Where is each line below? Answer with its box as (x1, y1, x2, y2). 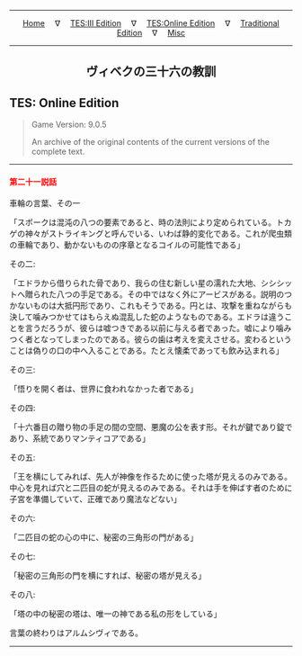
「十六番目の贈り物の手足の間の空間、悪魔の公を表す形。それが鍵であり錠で (9, 422, 293, 433)
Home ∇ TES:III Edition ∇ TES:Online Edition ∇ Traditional (22, 18, 280, 28)
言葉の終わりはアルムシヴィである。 (9, 627, 144, 639)
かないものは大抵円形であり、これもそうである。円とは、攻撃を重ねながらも (9, 301, 292, 311)
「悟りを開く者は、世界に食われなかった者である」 (9, 383, 199, 394)
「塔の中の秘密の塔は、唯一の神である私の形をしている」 (9, 608, 222, 619)
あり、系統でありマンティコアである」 (9, 433, 151, 444)
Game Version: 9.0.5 (31, 119, 107, 130)
